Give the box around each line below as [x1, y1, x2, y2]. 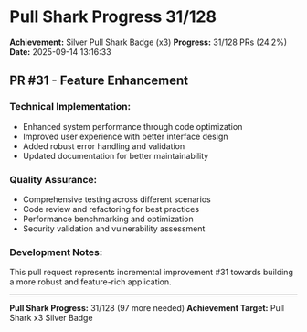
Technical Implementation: [9, 101, 131, 113]
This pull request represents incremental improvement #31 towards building [9, 267, 294, 278]
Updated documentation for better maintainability [22, 150, 209, 161]
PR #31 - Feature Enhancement [9, 73, 189, 89]
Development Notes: [9, 245, 103, 258]
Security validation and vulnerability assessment [22, 222, 206, 234]
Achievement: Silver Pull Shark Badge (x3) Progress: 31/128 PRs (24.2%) [9, 37, 288, 48]
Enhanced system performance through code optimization [22, 121, 243, 132]
